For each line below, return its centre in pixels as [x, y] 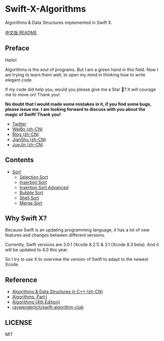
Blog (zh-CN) [25, 134]
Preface [17, 48]
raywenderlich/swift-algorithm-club [48, 307]
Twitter [19, 124]
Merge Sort [31, 203]
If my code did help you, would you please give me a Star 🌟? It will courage [81, 89]
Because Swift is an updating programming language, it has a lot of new [77, 230]
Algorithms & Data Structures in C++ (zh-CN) [58, 292]
